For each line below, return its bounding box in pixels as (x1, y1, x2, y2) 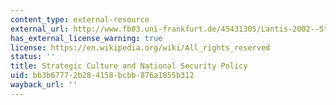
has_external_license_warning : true (10, 33, 163, 43)
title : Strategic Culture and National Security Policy (10, 61, 248, 71)
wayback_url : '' (10, 80, 78, 90)
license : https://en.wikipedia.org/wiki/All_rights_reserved (10, 42, 271, 53)
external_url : (10, 24, 70, 34)
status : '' (10, 52, 56, 62)
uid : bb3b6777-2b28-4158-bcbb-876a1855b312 (10, 71, 195, 81)
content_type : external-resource (10, 14, 150, 25)
